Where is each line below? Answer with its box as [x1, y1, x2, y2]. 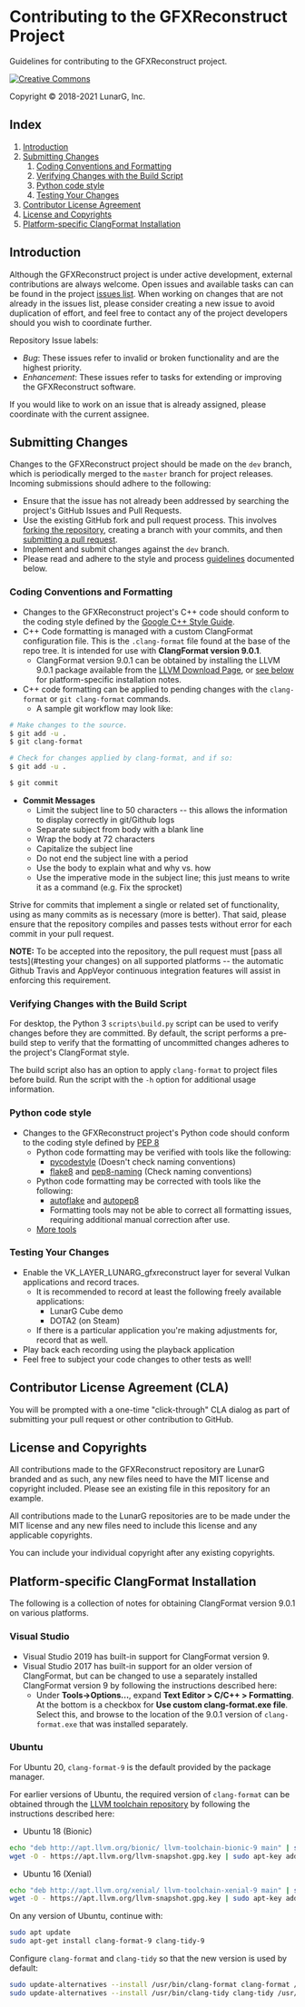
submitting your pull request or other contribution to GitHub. [9, 1413, 234, 1424]
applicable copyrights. [9, 1530, 93, 1540]
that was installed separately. [79, 1718, 189, 1729]
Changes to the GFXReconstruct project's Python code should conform [22, 1127, 290, 1138]
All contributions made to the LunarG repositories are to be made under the [9, 1510, 290, 1521]
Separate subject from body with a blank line [35, 823, 204, 834]
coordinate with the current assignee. [9, 408, 150, 419]
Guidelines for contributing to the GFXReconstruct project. [9, 55, 228, 66]
